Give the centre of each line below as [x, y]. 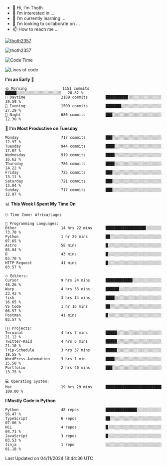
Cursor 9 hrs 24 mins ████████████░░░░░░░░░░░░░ [83, 280]
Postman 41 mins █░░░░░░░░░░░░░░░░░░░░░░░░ [83, 315]
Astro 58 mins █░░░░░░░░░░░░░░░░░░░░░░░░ [83, 245]
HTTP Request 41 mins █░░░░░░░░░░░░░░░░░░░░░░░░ [83, 263]
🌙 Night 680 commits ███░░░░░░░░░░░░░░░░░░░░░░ [83, 115]
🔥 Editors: [17, 276]
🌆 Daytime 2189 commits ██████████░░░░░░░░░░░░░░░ [83, 97]
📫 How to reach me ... [35, 29]
